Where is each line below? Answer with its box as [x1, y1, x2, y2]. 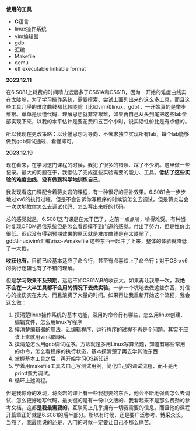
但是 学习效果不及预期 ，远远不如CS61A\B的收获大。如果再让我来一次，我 [6, 277, 180, 284]
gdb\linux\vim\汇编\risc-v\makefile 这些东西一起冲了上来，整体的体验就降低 [6, 237, 187, 244]
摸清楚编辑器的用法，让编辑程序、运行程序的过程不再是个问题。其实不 [14, 326, 184, 333]
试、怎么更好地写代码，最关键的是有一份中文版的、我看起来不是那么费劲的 [6, 397, 185, 404]
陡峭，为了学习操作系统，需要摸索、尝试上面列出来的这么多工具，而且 [16, 96, 185, 103]
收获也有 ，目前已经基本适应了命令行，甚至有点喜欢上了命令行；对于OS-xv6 [6, 257, 188, 264]
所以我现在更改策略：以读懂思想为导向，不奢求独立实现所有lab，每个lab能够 [6, 130, 190, 137]
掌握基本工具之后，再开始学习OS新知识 [14, 355, 109, 362]
